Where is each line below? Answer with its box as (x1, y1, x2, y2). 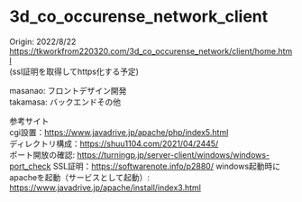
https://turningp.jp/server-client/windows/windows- (76, 149, 270, 160)
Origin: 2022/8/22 (9, 36, 77, 47)
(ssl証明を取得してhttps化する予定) (9, 66, 140, 77)
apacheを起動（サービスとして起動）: (9, 171, 151, 182)
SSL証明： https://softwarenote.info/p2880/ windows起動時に (52, 161, 281, 171)
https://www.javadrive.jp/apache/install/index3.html (9, 182, 201, 193)
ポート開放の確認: (9, 149, 76, 160)
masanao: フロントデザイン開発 (9, 85, 127, 96)
